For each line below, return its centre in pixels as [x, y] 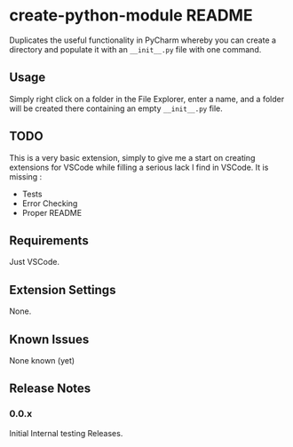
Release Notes [50, 389]
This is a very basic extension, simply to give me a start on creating [132, 157]
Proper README [52, 212]
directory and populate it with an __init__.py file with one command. [135, 49]
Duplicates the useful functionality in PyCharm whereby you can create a [143, 40]
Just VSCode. [35, 262]
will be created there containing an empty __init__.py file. [116, 108]
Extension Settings [63, 290]
